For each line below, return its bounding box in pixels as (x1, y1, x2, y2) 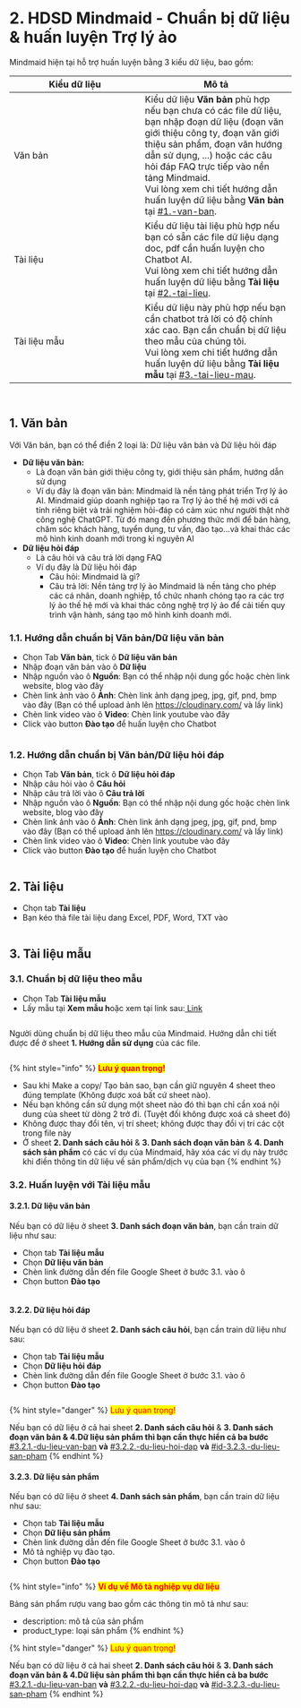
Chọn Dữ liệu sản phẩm (21, 1527, 110, 1539)
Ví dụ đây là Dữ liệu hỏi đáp (35, 562, 137, 572)
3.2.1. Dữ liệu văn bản (9, 1200, 91, 1212)
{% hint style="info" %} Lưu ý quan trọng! (9, 1062, 166, 1073)
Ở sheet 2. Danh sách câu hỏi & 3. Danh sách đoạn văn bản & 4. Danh (21, 1137, 284, 1147)
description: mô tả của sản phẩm (21, 1616, 144, 1626)
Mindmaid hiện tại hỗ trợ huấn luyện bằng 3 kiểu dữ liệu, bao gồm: (9, 56, 254, 67)
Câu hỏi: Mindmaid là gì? (48, 571, 141, 581)
